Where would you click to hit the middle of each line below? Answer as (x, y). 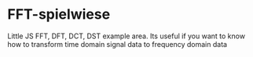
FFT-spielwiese (59, 14)
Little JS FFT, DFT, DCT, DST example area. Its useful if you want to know (126, 36)
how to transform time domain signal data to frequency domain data (117, 44)
